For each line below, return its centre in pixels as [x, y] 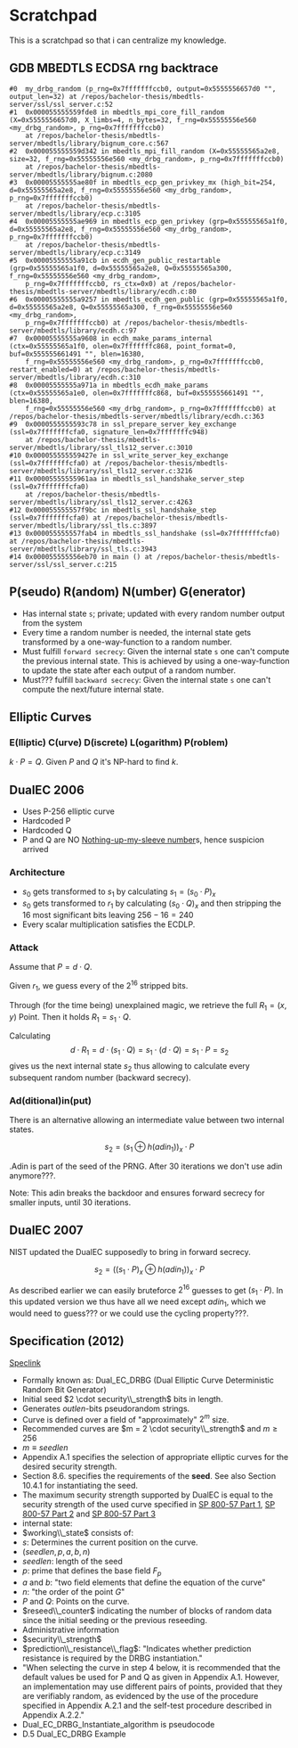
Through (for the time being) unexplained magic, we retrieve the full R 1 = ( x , [148, 1006]
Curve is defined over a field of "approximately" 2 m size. [125, 1418]
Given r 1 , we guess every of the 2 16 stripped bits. [99, 986]
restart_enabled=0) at [51, 369]
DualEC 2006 [47, 790]
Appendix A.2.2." [53, 1715]
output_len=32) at [43, 96]
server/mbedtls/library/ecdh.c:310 [75, 377]
